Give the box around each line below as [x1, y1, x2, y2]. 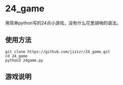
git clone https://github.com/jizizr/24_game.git [5, 49, 111, 54]
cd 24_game [5, 53, 28, 58]
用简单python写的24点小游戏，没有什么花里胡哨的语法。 [5, 20, 121, 26]
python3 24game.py [5, 58, 43, 63]
